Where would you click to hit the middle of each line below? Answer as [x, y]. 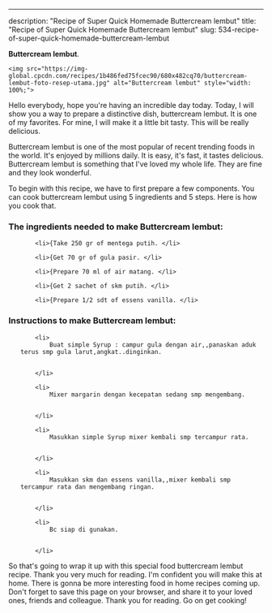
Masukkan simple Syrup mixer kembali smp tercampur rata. [149, 437]
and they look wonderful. [50, 173]
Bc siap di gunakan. [84, 529]
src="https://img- [57, 69]
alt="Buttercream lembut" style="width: [182, 83]
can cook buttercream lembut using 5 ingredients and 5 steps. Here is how [133, 197]
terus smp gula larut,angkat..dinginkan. [91, 352]
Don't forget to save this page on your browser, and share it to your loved [130, 591]
